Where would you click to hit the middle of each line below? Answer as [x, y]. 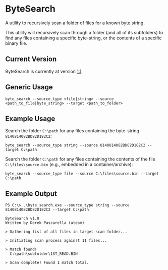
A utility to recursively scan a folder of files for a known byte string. [75, 23]
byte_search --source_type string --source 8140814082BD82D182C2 [75, 145]
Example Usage [30, 118]
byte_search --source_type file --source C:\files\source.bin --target [82, 174]
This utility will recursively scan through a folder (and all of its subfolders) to [84, 32]
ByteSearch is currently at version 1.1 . [44, 71]
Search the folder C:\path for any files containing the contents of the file [80, 159]
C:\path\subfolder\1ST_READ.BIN [44, 254]
